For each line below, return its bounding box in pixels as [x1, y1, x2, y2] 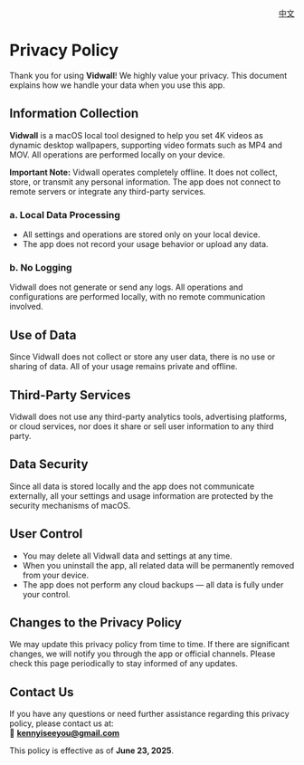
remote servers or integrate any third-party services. [9, 186, 206, 196]
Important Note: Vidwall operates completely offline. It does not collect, [9, 167, 278, 177]
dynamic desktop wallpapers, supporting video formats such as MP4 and [9, 139, 283, 150]
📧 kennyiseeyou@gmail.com [9, 728, 120, 739]
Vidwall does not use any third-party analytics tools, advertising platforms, [9, 411, 288, 422]
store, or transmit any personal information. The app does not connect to [9, 176, 281, 187]
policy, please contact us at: [9, 718, 115, 729]
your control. [22, 588, 71, 599]
